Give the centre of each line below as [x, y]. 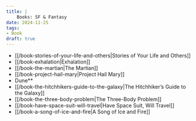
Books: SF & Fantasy [42, 17]
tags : [13, 28]
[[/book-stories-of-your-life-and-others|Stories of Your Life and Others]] [103, 56]
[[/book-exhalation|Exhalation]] [52, 62]
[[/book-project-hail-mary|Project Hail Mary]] [69, 74]
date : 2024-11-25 [27, 22]
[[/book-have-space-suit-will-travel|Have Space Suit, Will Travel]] [94, 105]
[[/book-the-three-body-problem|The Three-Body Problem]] [88, 99]
